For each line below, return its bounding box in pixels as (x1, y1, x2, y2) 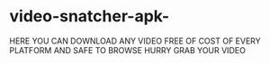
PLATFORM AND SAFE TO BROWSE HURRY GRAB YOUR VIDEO (9, 44, 246, 55)
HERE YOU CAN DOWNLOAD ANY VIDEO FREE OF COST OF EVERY (9, 35, 261, 46)
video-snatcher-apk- (9, 6, 170, 27)
